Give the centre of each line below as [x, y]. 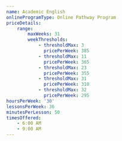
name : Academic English [36, 12]
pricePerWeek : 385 [67, 51]
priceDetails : [24, 23]
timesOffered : [24, 118]
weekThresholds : [48, 40]
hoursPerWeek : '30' [30, 101]
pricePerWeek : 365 [67, 62]
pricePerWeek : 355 [67, 73]
